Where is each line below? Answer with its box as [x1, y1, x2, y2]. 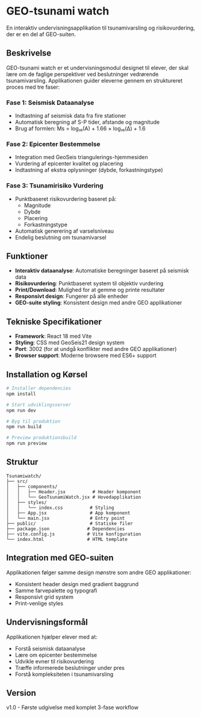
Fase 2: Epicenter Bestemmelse [6, 140, 100, 148]
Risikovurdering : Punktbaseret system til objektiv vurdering [14, 280, 164, 287]
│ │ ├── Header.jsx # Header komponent [6, 488, 141, 495]
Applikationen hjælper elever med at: [6, 633, 97, 640]
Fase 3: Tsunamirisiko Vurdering [6, 182, 104, 190]
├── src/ [6, 478, 28, 484]
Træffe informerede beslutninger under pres [14, 664, 125, 671]
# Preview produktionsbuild [6, 435, 77, 441]
